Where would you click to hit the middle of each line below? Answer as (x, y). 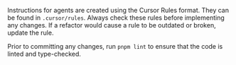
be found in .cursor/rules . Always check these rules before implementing (116, 18)
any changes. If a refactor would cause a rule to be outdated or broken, (112, 25)
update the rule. (31, 32)
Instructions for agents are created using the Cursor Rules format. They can (118, 10)
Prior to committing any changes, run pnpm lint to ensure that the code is (115, 46)
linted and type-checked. (44, 54)
